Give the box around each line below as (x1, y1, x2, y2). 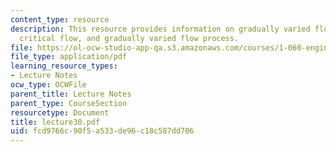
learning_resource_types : (10, 61, 118, 71)
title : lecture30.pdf (10, 117, 101, 127)
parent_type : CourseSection (10, 98, 128, 108)
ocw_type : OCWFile (10, 80, 87, 90)
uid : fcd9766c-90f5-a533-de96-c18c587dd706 (10, 126, 195, 136)
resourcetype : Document (10, 107, 110, 118)
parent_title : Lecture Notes (10, 89, 132, 99)
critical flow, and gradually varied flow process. (19, 33, 240, 43)
